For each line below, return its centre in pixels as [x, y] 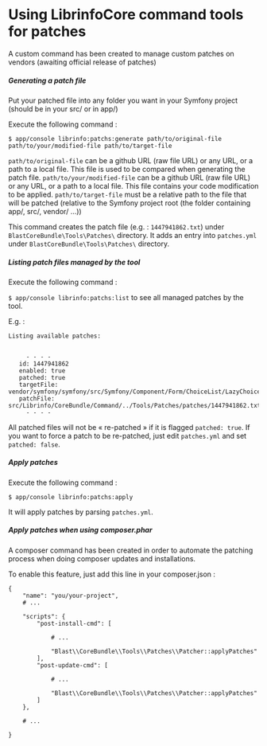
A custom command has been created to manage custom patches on [121, 53]
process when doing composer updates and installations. [102, 558]
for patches [47, 31]
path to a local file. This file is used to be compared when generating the [127, 169]
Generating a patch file [47, 80]
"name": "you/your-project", [71, 596]
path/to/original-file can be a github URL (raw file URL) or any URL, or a [131, 160]
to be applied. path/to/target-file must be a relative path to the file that [128, 194]
